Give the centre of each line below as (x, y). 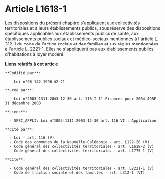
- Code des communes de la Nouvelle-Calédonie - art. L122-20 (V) (80, 142)
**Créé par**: (20, 90)
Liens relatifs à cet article (32, 64)
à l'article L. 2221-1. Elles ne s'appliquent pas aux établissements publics (79, 49)
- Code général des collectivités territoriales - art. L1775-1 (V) (82, 151)
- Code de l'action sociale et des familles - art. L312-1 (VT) (77, 172)
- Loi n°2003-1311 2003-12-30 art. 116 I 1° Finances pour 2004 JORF (83, 99)
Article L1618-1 (36, 9)
